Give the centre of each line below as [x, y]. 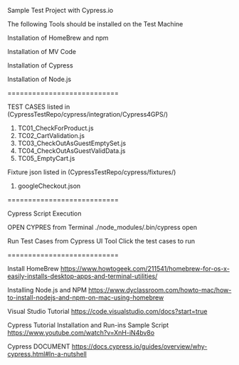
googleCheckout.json [49, 186]
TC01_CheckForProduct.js [55, 128]
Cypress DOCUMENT [39, 347]
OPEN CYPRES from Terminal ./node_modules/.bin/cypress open [102, 227]
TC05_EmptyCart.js [46, 158]
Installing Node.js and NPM [47, 290]
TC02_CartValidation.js [51, 136]
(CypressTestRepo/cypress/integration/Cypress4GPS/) [88, 114]
